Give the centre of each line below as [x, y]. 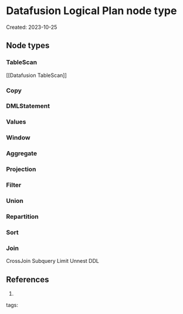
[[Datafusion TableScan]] [36, 75]
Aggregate [21, 153]
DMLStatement [28, 106]
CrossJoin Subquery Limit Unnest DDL [53, 261]
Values [16, 122]
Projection [21, 169]
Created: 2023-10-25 [32, 27]
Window [18, 138]
